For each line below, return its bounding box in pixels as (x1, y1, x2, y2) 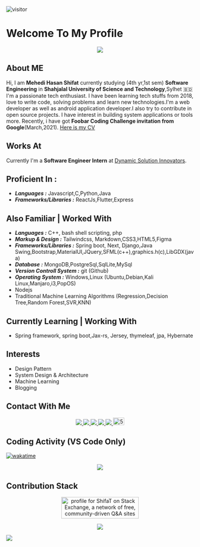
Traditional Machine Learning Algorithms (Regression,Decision (14, 293, 168, 300)
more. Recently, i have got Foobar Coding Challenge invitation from (6, 117, 174, 125)
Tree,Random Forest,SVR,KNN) (14, 299, 92, 306)
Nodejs (14, 286, 33, 294)
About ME (6, 63, 43, 73)
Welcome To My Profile (6, 27, 123, 41)
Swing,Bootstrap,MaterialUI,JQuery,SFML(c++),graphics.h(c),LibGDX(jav (14, 248, 194, 256)
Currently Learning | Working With (6, 316, 137, 327)
